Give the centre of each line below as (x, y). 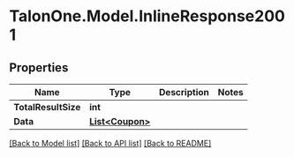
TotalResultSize (47, 107)
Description (184, 92)
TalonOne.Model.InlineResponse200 (147, 16)
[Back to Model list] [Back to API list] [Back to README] (110, 143)
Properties (39, 67)
